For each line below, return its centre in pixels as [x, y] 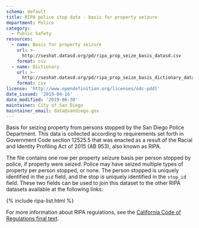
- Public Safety [31, 34]
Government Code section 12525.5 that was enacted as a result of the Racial [99, 140]
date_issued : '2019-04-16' [39, 94]
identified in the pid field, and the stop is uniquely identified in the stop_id [96, 177]
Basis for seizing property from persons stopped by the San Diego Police [95, 127]
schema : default [26, 12]
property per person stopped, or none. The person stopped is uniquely [93, 171]
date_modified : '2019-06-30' [42, 99]
